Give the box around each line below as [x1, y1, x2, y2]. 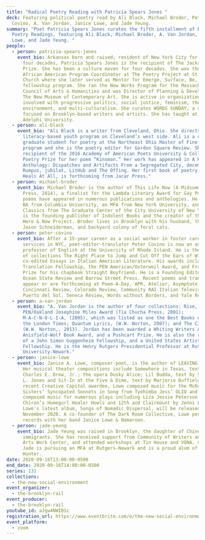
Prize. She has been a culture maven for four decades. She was [22, 65, 190, 72]
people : [6, 43, 26, 49]
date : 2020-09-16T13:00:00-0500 [6, 457, 88, 463]
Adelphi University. [22, 116, 75, 123]
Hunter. [22, 451, 43, 457]
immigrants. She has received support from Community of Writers [22, 434, 192, 440]
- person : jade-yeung [12, 422, 67, 428]
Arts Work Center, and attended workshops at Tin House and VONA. [22, 439, 195, 446]
